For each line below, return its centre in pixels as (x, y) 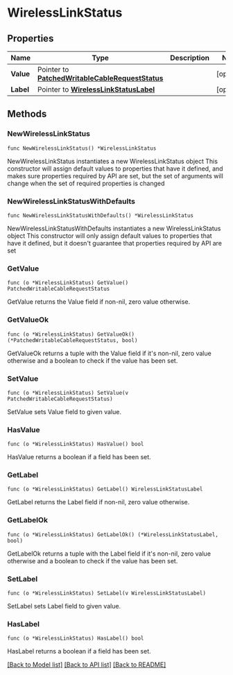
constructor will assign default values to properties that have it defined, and (115, 169)
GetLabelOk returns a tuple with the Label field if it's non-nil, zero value (109, 554)
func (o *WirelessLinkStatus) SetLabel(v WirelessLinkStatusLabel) (107, 593)
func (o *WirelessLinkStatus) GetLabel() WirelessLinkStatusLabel (105, 489)
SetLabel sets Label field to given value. (64, 606)
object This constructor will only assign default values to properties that (110, 236)
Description (190, 58)
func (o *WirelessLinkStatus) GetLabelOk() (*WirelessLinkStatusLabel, (113, 535)
